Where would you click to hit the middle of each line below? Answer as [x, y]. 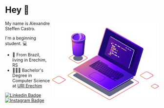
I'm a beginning [21, 38]
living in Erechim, [29, 60]
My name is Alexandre [28, 23]
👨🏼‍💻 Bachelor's [28, 70]
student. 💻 [16, 43]
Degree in [22, 75]
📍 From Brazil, [26, 54]
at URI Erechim [27, 86]
